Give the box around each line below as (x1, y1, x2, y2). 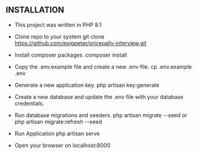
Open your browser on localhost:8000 (14, 142, 111, 149)
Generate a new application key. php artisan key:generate (14, 81, 160, 88)
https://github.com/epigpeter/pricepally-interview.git (14, 39, 147, 46)
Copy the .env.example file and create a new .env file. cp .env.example (14, 63, 193, 70)
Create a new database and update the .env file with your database (14, 93, 183, 100)
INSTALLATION (5, 5, 65, 15)
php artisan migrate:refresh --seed (14, 118, 102, 125)
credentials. (14, 99, 44, 107)
